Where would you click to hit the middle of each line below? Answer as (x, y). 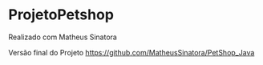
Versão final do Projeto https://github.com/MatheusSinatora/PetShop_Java (131, 52)
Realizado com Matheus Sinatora (63, 37)
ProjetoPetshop (61, 15)
